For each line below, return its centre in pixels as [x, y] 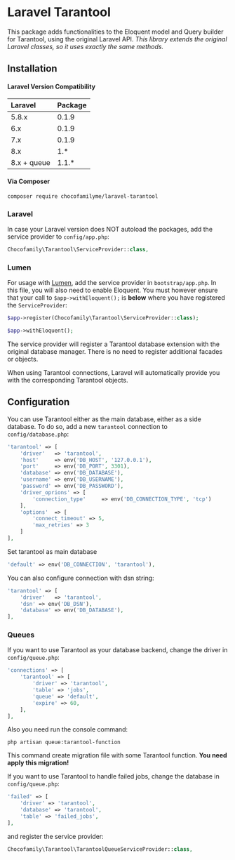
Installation [32, 68]
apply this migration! [38, 763]
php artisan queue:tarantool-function [64, 742]
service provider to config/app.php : [59, 237]
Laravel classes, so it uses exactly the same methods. [86, 46]
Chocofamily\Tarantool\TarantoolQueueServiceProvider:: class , [100, 849]
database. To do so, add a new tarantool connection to [88, 426]
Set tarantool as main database [52, 551]
